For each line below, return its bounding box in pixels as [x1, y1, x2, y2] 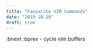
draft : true [6, 19, 35, 25]
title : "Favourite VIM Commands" [6, 8, 88, 15]
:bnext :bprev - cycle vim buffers [6, 36, 85, 43]
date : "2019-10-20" [6, 14, 54, 20]
